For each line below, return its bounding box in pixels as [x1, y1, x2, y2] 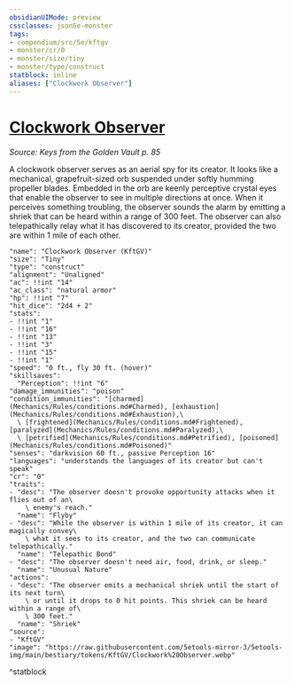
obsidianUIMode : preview [9, 12, 101, 22]
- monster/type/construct [9, 63, 104, 72]
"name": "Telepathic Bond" [17, 549, 117, 559]
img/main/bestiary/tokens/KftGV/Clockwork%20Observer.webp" [9, 650, 236, 659]
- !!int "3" [9, 340, 53, 349]
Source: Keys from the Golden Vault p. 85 [9, 146, 161, 157]
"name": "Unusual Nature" [17, 565, 113, 574]
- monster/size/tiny [9, 54, 86, 63]
